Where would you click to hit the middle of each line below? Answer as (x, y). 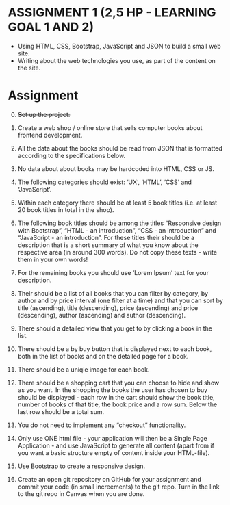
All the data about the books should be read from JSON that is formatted (120, 148)
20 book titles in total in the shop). (66, 209)
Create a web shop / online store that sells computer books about (110, 127)
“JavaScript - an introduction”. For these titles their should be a (106, 237)
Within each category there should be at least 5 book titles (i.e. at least (117, 203)
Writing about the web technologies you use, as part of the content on (116, 60)
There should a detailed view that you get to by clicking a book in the (115, 328)
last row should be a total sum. (61, 411)
